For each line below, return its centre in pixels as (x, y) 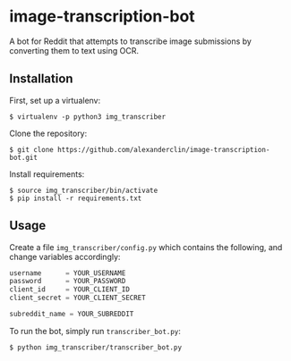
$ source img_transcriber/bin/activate (84, 190)
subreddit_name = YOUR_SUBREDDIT (72, 315)
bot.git (24, 157)
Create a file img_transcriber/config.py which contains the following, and (146, 247)
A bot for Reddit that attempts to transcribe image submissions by (131, 41)
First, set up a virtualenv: (55, 100)
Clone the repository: (48, 133)
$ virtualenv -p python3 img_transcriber (88, 117)
